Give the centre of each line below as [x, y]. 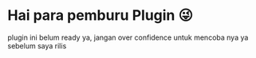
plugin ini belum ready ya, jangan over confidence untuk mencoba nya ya [128, 37]
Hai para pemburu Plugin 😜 [100, 15]
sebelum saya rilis [37, 45]
